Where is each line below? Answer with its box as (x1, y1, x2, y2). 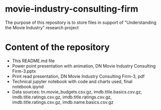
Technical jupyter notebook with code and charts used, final (12, 78, 133, 84)
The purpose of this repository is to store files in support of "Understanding (5, 19, 157, 25)
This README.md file (12, 57, 55, 64)
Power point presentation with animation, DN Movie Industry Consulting (12, 63, 156, 69)
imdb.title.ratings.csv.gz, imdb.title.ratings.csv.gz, (12, 94, 112, 100)
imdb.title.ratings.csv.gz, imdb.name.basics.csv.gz (12, 99, 114, 105)
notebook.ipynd (12, 84, 44, 90)
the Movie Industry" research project (5, 24, 79, 30)
